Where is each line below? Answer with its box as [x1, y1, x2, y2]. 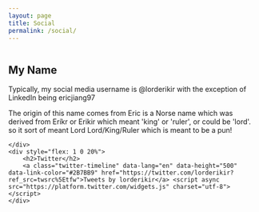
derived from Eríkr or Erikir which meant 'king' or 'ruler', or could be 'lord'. [8, 117, 252, 126]
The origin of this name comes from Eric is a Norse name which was [8, 109, 233, 118]
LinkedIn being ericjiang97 [8, 93, 96, 102]
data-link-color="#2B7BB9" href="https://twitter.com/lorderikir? [8, 169, 234, 177]
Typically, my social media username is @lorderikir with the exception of [8, 85, 246, 94]
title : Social [8, 19, 56, 27]
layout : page [8, 11, 52, 20]
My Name [8, 63, 58, 77]
